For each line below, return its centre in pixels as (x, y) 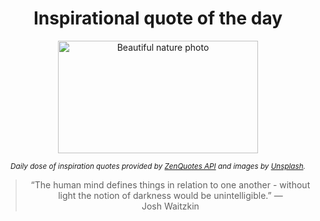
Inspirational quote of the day (158, 18)
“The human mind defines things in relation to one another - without (170, 184)
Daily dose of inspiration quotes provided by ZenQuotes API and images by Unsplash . (158, 166)
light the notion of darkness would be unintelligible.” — (170, 195)
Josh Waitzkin (170, 206)
